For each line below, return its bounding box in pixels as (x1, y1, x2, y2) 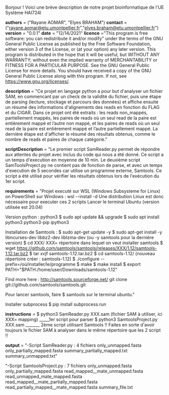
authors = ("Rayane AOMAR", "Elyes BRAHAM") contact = (5, 20, 127, 25)
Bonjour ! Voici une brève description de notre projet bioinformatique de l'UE (5, 5, 164, 10)
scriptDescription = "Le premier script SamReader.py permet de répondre (5, 146, 160, 152)
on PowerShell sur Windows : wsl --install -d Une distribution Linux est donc (5, 194, 164, 199)
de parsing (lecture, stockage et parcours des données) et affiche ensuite (5, 99, 159, 105)
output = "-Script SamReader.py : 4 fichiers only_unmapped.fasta (5, 343, 142, 348)
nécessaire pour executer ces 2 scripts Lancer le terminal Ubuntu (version (5, 199, 160, 205)
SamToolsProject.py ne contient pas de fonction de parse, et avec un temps (5, 162, 163, 168)
